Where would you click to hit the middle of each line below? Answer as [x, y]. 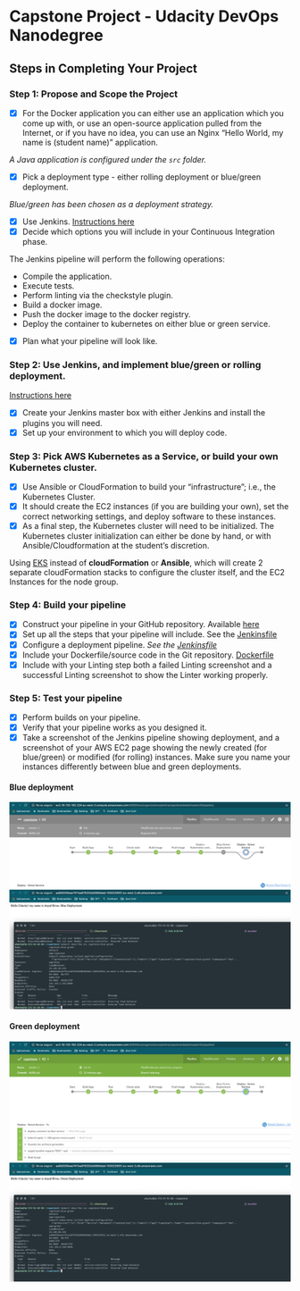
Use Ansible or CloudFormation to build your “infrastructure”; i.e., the [149, 486]
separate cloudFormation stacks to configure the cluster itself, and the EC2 [147, 573]
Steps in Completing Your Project [104, 68]
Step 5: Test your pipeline [66, 698]
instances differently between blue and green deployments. [132, 767]
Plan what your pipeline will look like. [90, 341]
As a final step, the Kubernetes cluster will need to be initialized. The [148, 526]
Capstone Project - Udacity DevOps [144, 17]
